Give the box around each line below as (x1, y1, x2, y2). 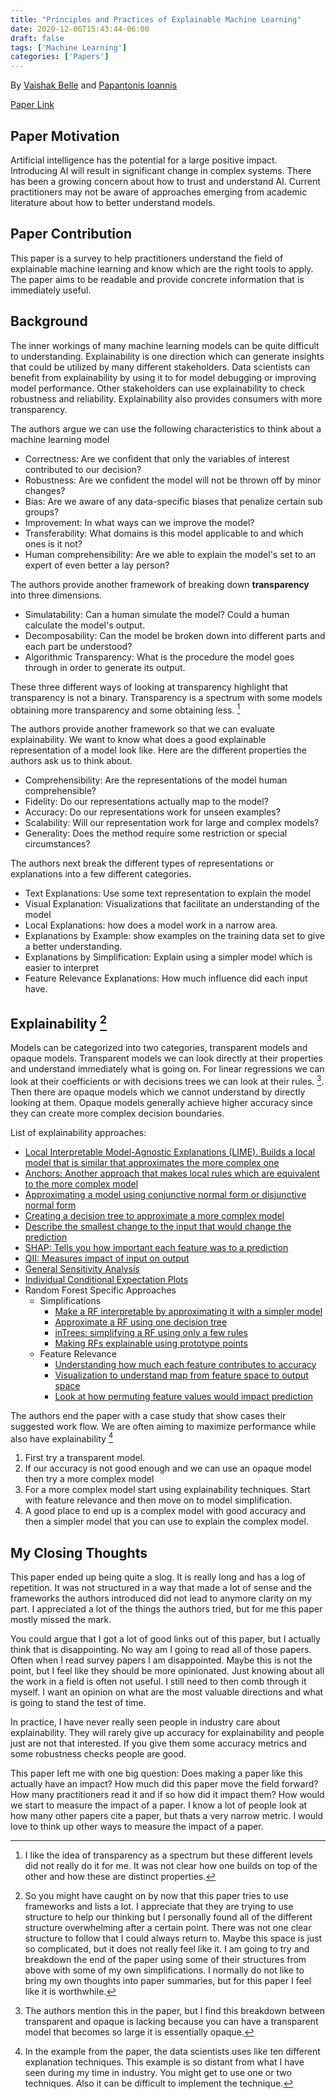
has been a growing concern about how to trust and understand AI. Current (10, 175, 321, 187)
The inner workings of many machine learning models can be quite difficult (10, 339, 320, 351)
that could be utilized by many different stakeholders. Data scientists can (10, 361, 311, 373)
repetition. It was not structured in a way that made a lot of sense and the (10, 1582, 312, 1594)
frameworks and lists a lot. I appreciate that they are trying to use (24, 1901, 294, 1913)
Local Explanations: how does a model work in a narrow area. (24, 919, 278, 931)
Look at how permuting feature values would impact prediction (54, 1390, 314, 1402)
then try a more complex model (24, 1473, 155, 1485)
